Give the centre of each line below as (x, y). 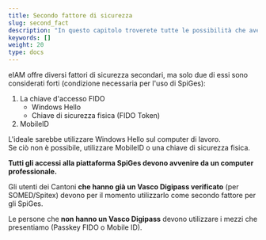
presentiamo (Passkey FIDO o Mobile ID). (75, 227)
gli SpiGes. (26, 204)
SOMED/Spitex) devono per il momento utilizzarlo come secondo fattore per (132, 195)
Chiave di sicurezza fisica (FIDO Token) (96, 115)
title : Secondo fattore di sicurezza (70, 15)
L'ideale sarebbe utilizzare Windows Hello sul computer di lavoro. (114, 139)
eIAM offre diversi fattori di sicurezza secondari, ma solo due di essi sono (128, 75)
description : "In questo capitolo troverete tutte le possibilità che (127, 30)
